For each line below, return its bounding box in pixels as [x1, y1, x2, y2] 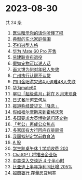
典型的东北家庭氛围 [12, 36, 51, 42]
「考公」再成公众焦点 [12, 121, 55, 127]
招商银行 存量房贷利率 [12, 170, 56, 176]
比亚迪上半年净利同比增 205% [12, 163, 73, 169]
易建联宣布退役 [12, 54, 42, 60]
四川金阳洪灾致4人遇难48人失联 [12, 78, 76, 84]
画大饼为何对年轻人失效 [12, 66, 59, 72]
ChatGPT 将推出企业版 [12, 151, 57, 157]
